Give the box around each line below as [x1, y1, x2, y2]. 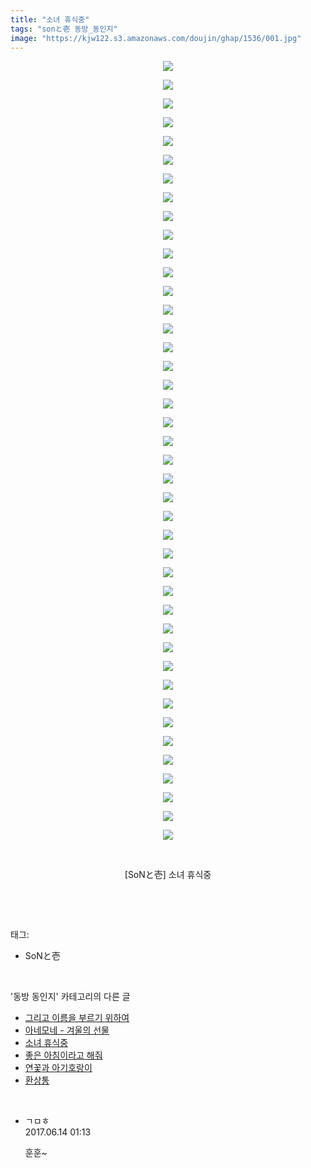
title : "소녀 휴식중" [10, 14, 90, 25]
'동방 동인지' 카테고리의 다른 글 [10, 991, 131, 1003]
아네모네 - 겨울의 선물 [24, 1024, 110, 1036]
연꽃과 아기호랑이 [24, 1062, 93, 1074]
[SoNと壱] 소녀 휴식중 [124, 869, 212, 881]
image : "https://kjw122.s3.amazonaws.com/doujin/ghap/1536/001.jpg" [10, 33, 302, 43]
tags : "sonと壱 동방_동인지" [10, 24, 118, 34]
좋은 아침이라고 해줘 [24, 1049, 103, 1061]
